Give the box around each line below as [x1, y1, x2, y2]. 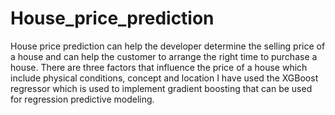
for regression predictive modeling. [10, 93, 155, 105]
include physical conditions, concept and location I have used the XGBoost [10, 72, 319, 84]
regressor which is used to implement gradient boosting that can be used [10, 82, 313, 94]
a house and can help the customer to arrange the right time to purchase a [10, 50, 318, 62]
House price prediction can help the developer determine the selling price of [10, 40, 326, 52]
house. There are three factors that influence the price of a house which [10, 61, 308, 73]
